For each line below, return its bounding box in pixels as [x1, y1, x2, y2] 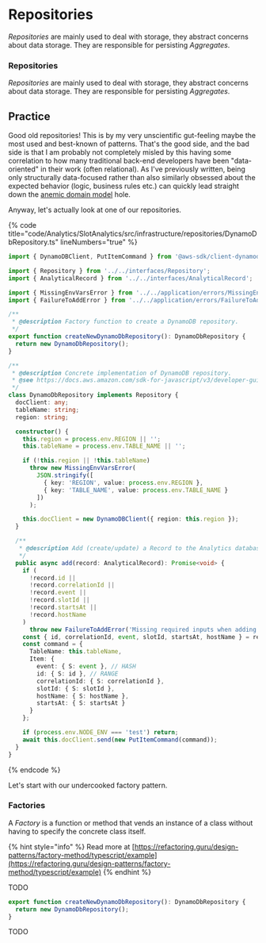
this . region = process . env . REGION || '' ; [22, 435, 161, 443]
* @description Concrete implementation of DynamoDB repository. [11, 369, 232, 377]
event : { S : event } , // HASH [36, 663, 136, 671]
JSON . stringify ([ [36, 471, 93, 479]
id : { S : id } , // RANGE [36, 669, 119, 678]
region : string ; [15, 413, 69, 421]
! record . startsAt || [28, 603, 97, 612]
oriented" [8, 164, 40, 174]
